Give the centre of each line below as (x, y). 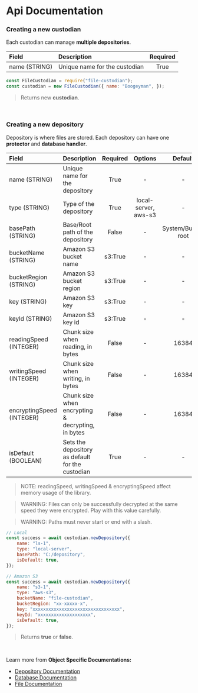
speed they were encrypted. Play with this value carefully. (91, 510)
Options (145, 158)
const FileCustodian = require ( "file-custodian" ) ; (70, 81)
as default (77, 457)
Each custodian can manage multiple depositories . (69, 42)
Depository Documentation (47, 671)
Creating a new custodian (44, 30)
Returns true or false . (47, 637)
